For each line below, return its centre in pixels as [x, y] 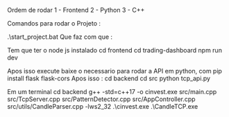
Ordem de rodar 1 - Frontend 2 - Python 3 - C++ [76, 10]
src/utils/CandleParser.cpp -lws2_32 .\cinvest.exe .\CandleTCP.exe [103, 106]
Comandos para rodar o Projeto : [54, 23]
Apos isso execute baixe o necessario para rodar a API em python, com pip [114, 71]
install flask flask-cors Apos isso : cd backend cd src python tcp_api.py [109, 78]
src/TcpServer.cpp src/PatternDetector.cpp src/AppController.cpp [101, 99]
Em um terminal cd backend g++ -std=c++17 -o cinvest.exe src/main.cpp [112, 92]
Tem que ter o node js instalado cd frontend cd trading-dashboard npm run [114, 50]
